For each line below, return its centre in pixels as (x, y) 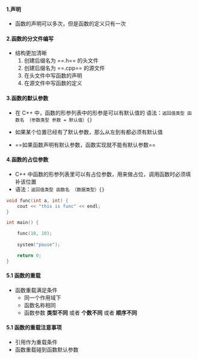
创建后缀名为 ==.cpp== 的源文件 (64, 68)
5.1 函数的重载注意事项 (34, 328)
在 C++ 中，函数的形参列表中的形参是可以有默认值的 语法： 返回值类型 (100, 113)
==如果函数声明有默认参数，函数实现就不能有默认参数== (85, 145)
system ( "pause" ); (39, 245)
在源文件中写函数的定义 (53, 83)
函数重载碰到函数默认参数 (47, 350)
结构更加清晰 (31, 53)
